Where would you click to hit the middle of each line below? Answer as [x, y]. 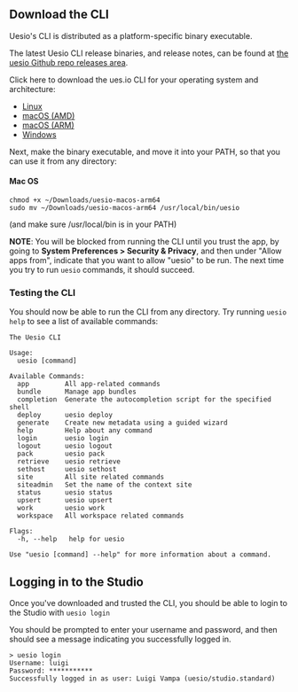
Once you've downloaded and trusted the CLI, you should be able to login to [149, 603]
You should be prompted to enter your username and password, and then [143, 630]
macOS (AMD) [48, 115]
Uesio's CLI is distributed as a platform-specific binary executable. [131, 35]
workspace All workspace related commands [101, 516]
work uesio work [61, 509]
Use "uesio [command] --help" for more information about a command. [141, 555]
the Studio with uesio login [60, 613]
